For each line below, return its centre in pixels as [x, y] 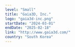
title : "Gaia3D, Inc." [28, 14]
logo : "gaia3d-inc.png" [29, 19]
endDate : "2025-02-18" [28, 28]
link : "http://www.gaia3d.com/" [38, 32]
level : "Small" [20, 10]
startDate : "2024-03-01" [30, 23]
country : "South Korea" [29, 37]
